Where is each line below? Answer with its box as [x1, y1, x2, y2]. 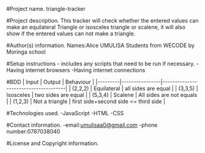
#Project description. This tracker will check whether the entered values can [6, 17, 199, 24]
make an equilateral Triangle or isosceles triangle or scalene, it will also [6, 24, 185, 30]
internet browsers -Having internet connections [25, 66, 146, 74]
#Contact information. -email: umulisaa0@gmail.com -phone [6, 121, 158, 129]
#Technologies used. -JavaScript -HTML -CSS [6, 110, 124, 116]
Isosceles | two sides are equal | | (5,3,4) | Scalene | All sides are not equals [6, 91, 198, 98]
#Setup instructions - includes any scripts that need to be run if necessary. [6, 60, 195, 67]
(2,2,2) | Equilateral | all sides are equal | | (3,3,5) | [72, 85, 198, 92]
